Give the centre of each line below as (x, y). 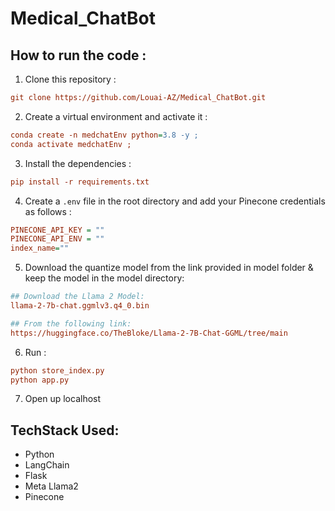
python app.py (40, 380)
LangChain (47, 465)
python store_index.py (57, 370)
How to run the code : (78, 55)
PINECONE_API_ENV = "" (57, 239)
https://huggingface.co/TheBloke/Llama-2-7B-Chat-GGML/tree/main (149, 333)
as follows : (48, 211)
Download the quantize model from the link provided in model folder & (169, 268)
